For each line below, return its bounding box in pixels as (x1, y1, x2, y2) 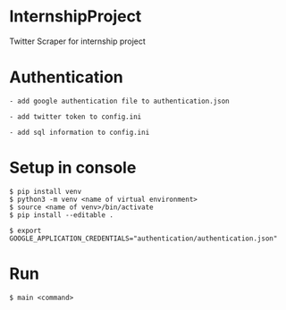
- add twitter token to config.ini (9, 112, 142, 121)
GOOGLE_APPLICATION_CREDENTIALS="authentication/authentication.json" (9, 234, 278, 243)
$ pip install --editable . (9, 210, 114, 220)
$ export (9, 226, 42, 235)
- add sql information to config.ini (9, 128, 150, 137)
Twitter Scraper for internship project (9, 36, 146, 46)
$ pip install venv (9, 187, 82, 196)
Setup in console (9, 158, 137, 178)
